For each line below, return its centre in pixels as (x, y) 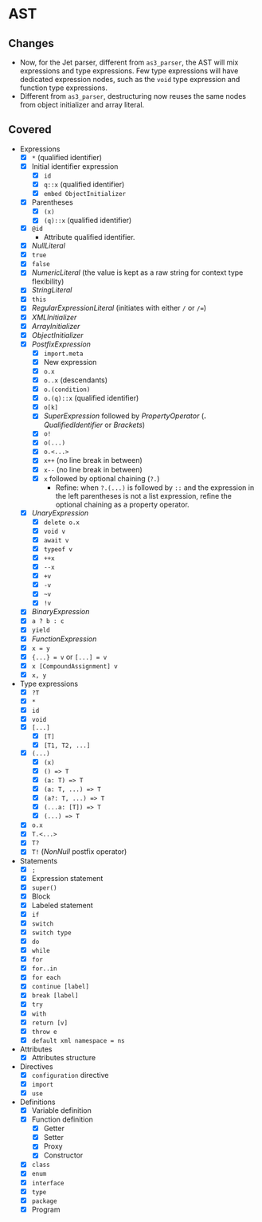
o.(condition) (67, 390)
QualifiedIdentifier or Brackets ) (94, 425)
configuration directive (70, 1075)
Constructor (63, 1155)
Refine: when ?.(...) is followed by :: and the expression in (155, 488)
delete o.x (61, 523)
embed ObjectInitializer (85, 194)
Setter (53, 1138)
